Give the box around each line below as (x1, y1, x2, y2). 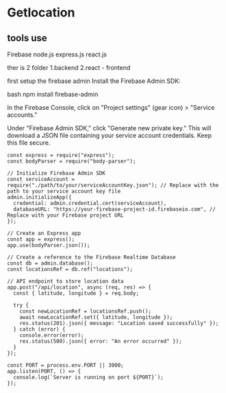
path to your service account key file (7, 188, 121, 195)
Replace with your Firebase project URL (7, 212, 125, 219)
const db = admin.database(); (7, 260, 94, 267)
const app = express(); (7, 236, 75, 243)
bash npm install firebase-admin (7, 91, 99, 98)
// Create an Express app (7, 230, 81, 237)
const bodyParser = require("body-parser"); (7, 158, 136, 165)
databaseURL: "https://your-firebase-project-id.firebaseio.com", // (13, 206, 216, 213)
